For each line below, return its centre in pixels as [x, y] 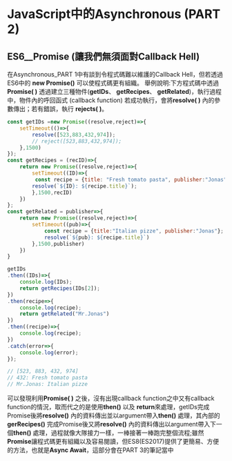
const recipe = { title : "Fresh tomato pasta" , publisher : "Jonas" [131, 179]
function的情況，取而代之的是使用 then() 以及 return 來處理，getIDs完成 [108, 407]
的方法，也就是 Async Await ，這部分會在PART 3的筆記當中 [90, 450]
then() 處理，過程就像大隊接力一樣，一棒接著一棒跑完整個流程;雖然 [109, 433]
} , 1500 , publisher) [58, 244]
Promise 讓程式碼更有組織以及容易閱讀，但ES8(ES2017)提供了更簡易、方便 [113, 441]
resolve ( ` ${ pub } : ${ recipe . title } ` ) [97, 237]
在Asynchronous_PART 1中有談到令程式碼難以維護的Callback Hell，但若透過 [115, 74]
